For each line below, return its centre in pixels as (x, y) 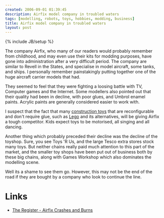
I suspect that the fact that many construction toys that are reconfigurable (80, 111)
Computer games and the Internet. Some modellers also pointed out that (78, 92)
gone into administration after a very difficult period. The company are (76, 61)
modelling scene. (23, 162)
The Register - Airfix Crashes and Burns (52, 210)
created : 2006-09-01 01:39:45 (36, 10)
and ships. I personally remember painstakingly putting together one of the (81, 72)
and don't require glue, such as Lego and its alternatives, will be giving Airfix (82, 117)
